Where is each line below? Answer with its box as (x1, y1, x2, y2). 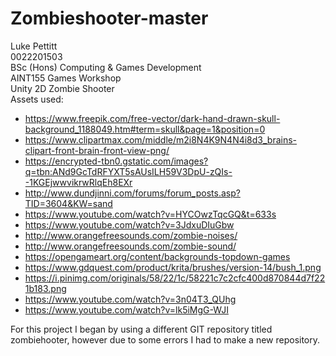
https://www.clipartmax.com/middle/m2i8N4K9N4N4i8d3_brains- (24, 133, 298, 146)
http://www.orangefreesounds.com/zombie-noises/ (24, 229, 238, 241)
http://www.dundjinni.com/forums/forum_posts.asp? (24, 187, 241, 199)
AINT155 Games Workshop (10, 72, 122, 84)
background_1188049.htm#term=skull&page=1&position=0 (24, 123, 266, 135)
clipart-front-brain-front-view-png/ (24, 144, 170, 156)
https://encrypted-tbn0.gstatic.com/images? (24, 155, 209, 167)
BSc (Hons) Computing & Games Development (10, 61, 202, 73)
